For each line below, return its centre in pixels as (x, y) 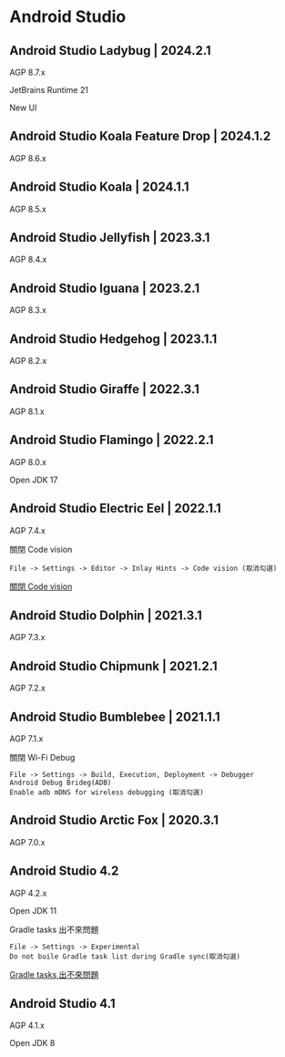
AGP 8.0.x (28, 461)
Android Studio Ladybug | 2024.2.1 (110, 51)
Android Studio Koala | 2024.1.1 (99, 187)
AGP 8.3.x (28, 310)
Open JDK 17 (34, 480)
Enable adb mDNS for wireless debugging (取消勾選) (107, 792)
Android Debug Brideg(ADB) (61, 782)
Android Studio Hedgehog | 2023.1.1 (113, 339)
